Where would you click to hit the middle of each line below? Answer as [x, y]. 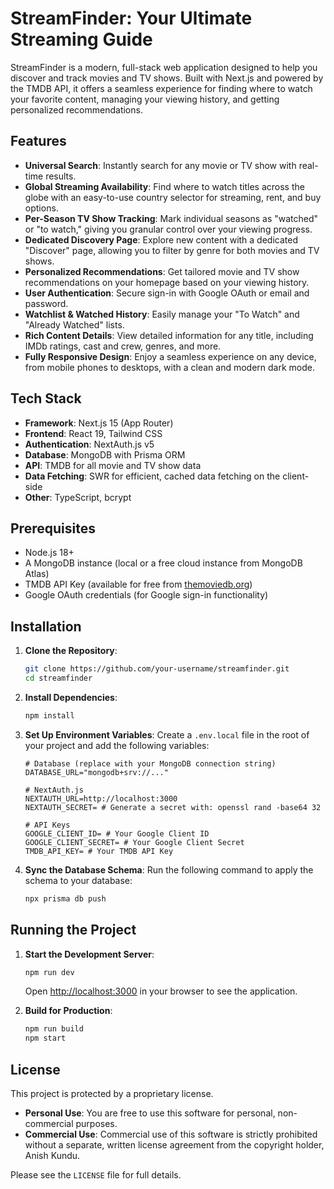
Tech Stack [46, 398]
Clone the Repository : [71, 651]
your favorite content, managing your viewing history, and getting [145, 99]
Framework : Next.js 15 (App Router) [99, 423]
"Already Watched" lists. [74, 324]
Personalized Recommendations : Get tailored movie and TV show [162, 271]
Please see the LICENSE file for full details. [96, 1174]
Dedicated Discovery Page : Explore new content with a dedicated [161, 239]
